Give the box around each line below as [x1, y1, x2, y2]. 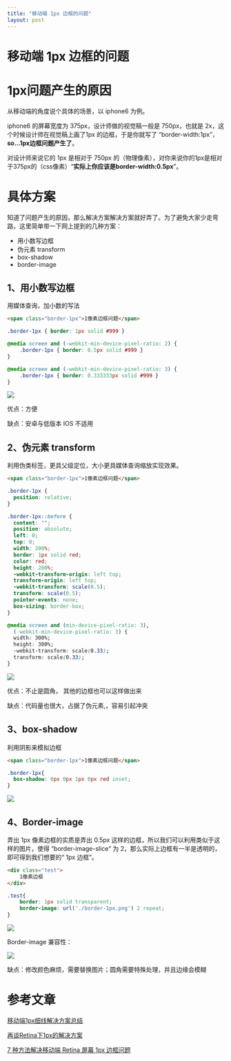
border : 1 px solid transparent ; [19, 899, 112, 905]
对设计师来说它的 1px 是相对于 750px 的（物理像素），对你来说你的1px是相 [7, 153, 217, 162]
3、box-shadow [7, 724, 78, 735]
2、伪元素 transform [7, 442, 95, 453]
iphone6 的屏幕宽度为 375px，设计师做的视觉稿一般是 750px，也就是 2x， [7, 122, 219, 130]
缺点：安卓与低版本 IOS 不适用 [7, 420, 94, 428]
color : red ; [13, 558, 48, 565]
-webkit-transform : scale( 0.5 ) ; [13, 583, 107, 591]
